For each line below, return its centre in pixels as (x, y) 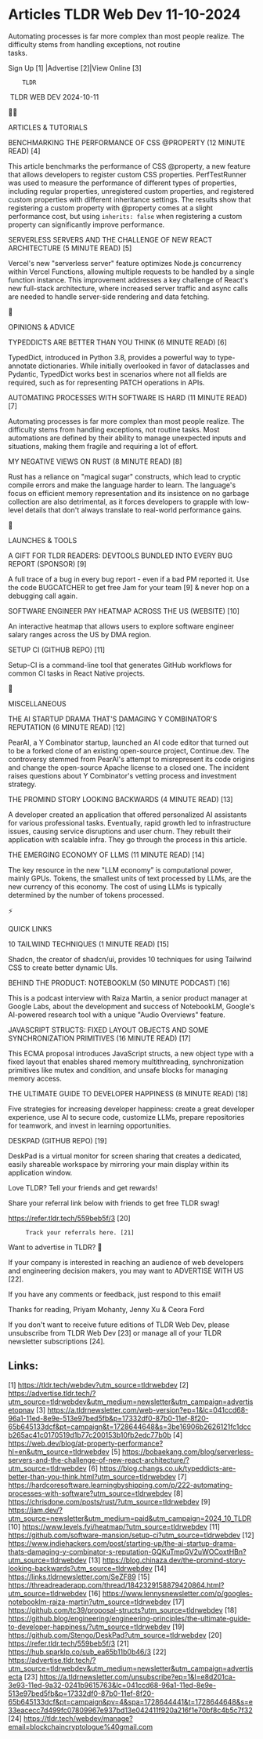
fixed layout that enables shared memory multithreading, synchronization (126, 1062)
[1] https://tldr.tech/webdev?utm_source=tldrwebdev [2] (99, 1385)
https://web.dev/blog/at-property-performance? (86, 1443)
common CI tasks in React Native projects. (76, 673)
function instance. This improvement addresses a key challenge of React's (128, 279)
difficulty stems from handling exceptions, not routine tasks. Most (114, 429)
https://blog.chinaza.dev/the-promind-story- (174, 1560)
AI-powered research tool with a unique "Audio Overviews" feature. (117, 1015)
